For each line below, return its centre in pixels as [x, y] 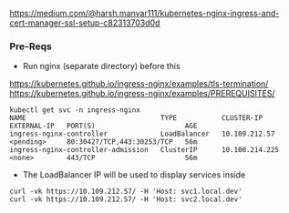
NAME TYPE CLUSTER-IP [136, 118]
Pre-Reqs [31, 46]
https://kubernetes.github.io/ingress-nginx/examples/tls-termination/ [139, 84]
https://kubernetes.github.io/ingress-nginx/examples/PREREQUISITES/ [142, 94]
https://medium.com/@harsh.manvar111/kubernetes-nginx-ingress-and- [144, 13]
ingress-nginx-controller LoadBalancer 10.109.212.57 [142, 134]
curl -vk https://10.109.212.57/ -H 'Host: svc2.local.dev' [126, 199]
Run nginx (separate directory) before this [101, 66]
